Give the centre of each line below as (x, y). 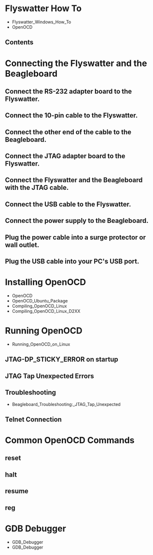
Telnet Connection (33, 419)
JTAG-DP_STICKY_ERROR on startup (62, 360)
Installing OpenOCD (45, 282)
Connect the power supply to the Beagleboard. (77, 221)
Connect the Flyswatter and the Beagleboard (74, 180)
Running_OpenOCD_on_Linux (41, 344)
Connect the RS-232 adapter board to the (69, 91)
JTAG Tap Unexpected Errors (49, 376)
